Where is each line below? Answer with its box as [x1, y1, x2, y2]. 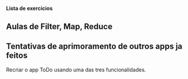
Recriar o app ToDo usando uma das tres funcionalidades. [6, 66, 146, 73]
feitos [6, 50, 28, 61]
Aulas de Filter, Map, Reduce [6, 21, 113, 32]
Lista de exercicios [6, 5, 53, 12]
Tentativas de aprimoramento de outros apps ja [6, 42, 183, 51]
